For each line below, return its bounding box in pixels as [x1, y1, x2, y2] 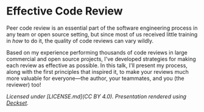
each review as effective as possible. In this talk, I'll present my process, [6, 62, 188, 69]
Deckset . [6, 99, 29, 107]
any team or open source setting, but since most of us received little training [6, 30, 198, 38]
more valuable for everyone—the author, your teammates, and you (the [6, 74, 185, 82]
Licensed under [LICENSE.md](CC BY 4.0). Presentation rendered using [6, 93, 187, 100]
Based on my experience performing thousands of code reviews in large [6, 48, 188, 56]
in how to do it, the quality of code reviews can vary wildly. [6, 37, 154, 44]
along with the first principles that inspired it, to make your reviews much [6, 68, 189, 75]
